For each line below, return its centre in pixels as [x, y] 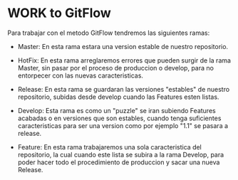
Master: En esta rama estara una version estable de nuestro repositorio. [123, 46]
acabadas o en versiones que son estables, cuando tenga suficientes [119, 118]
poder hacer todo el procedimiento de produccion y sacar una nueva [119, 162]
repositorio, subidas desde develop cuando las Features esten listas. [118, 97]
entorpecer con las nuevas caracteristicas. [81, 75]
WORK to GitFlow [59, 13]
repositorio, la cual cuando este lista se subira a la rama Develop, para [121, 154]
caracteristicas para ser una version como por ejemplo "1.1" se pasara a [123, 125]
